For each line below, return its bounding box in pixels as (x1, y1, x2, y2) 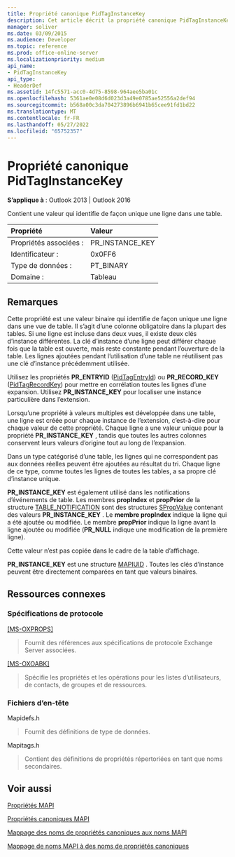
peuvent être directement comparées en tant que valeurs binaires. (7, 567, 198, 576)
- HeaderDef (7, 82, 42, 89)
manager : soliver (7, 23, 58, 30)
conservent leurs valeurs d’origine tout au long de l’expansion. (7, 439, 187, 447)
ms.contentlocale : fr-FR (7, 114, 80, 121)
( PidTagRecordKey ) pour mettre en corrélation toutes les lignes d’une (7, 380, 206, 389)
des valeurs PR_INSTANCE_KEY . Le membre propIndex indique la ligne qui (7, 511, 227, 519)
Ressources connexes (7, 588, 106, 600)
